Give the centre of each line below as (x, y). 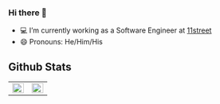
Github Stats (40, 67)
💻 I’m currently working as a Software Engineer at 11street (116, 30)
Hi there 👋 (28, 13)
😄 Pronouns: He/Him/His (61, 42)
